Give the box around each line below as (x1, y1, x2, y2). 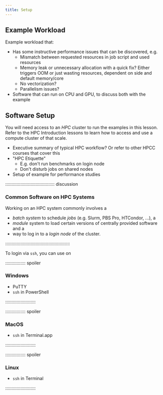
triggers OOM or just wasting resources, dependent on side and (20, 70, 152, 76)
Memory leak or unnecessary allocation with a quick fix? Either (20, 65, 150, 71)
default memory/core (20, 76, 64, 82)
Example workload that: (5, 39, 54, 45)
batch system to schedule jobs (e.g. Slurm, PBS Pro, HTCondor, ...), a (12, 215, 156, 221)
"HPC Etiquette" (12, 156, 46, 162)
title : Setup (5, 7, 33, 13)
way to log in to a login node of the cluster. (12, 231, 101, 237)
